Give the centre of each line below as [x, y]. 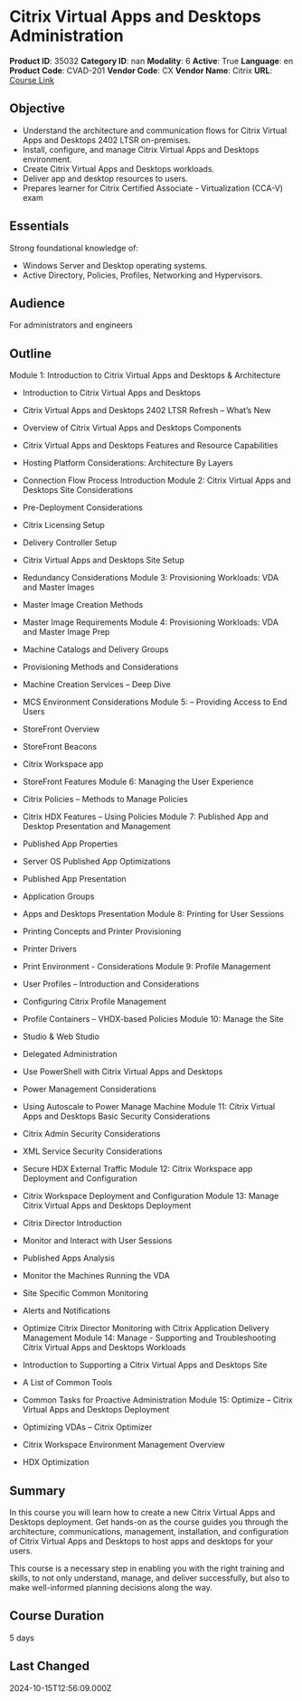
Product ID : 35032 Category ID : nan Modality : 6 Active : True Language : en [151, 61]
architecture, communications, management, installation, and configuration [149, 1531]
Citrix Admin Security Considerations [91, 1134]
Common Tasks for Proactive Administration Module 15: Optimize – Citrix [157, 1400]
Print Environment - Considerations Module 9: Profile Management [146, 967]
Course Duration [57, 1616]
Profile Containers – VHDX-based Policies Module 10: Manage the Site [153, 1019]
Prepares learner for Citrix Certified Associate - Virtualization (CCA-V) [152, 188]
